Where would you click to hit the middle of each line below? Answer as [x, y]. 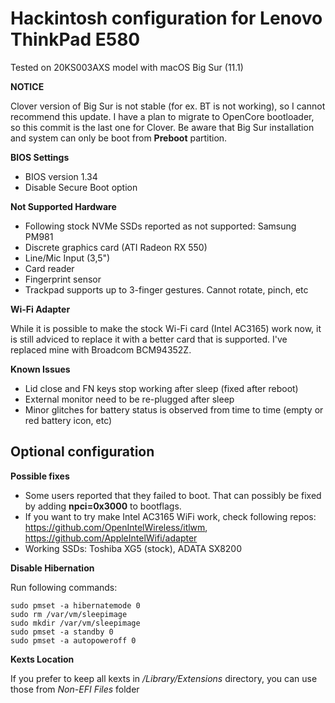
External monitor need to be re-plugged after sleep [129, 399]
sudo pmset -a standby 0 [62, 632]
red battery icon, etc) [68, 420]
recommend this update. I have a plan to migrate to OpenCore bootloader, [162, 116]
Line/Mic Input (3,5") [67, 258]
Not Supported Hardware [63, 206]
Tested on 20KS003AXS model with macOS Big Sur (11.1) [127, 67]
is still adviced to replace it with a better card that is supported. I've [149, 339]
